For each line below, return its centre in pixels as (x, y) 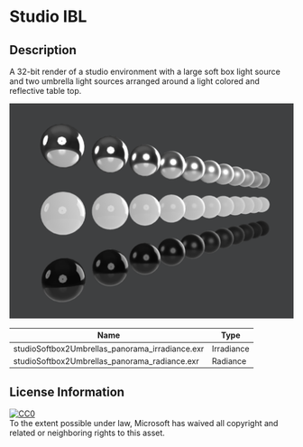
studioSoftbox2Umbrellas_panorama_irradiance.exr (109, 349)
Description (43, 50)
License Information (67, 391)
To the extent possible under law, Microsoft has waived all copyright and (144, 424)
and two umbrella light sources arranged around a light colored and (134, 81)
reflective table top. (46, 91)
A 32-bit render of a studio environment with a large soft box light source (145, 71)
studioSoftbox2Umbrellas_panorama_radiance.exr (106, 361)
